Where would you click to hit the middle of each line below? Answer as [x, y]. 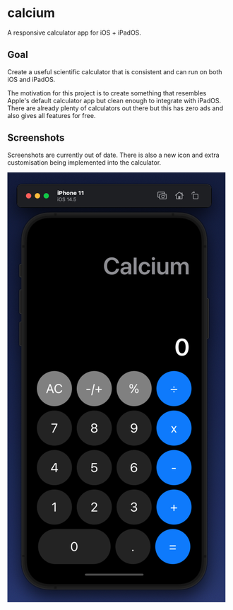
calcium [31, 13]
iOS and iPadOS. [31, 79]
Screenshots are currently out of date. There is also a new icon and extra [114, 155]
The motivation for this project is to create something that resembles [107, 93]
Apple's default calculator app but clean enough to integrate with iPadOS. [114, 100]
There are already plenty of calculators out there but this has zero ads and [115, 108]
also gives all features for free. [52, 115]
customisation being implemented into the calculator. [84, 162]
